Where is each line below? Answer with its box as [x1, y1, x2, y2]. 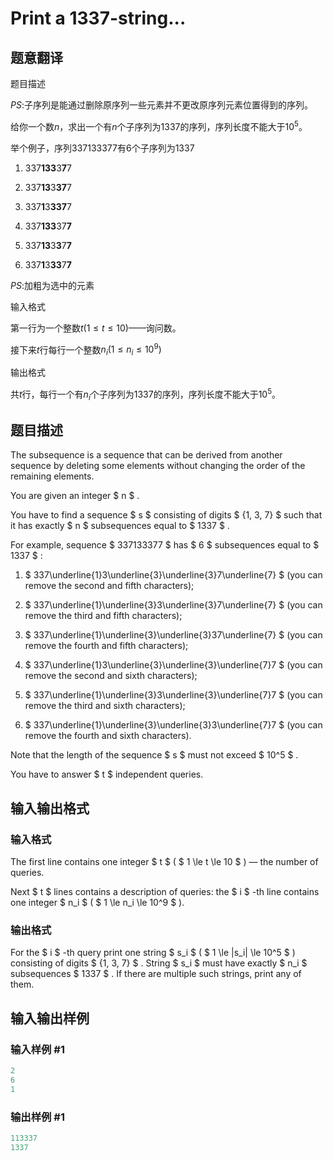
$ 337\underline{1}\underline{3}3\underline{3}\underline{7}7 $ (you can [24, 689, 323, 701]
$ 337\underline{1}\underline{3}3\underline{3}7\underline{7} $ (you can [24, 599, 323, 611]
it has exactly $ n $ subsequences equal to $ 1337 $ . [10, 520, 230, 532]
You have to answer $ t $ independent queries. [10, 768, 204, 781]
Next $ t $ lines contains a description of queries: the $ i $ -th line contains [10, 886, 320, 898]
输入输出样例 [10, 1010, 90, 1027]
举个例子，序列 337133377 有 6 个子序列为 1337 [10, 142, 195, 154]
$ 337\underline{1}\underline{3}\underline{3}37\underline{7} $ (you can [24, 629, 323, 641]
